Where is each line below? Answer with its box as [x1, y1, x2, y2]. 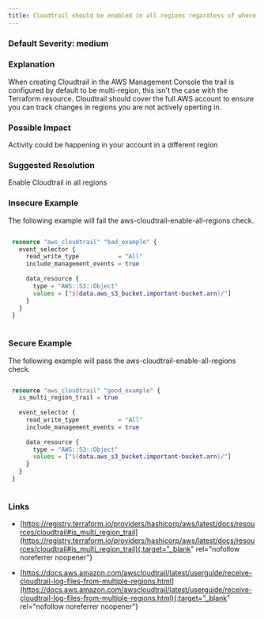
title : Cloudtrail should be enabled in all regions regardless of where [8, 11, 257, 20]
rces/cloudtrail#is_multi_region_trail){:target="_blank [19, 544, 191, 554]
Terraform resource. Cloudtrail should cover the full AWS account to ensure [8, 94, 255, 103]
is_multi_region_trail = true [18, 394, 119, 402]
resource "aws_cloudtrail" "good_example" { [11, 386, 160, 395]
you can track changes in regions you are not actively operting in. [8, 102, 222, 112]
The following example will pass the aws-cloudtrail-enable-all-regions [8, 356, 236, 365]
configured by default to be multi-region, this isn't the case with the [8, 85, 228, 95]
